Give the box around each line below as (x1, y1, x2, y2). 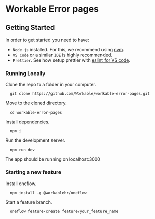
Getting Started (5, 23, 55, 32)
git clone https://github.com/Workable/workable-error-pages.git (10, 91, 150, 96)
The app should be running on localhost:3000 (5, 156, 101, 162)
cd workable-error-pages (10, 110, 62, 115)
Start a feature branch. (5, 199, 53, 205)
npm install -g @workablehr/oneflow (10, 190, 87, 195)
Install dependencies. (5, 119, 50, 125)
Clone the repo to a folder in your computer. (5, 82, 97, 88)
